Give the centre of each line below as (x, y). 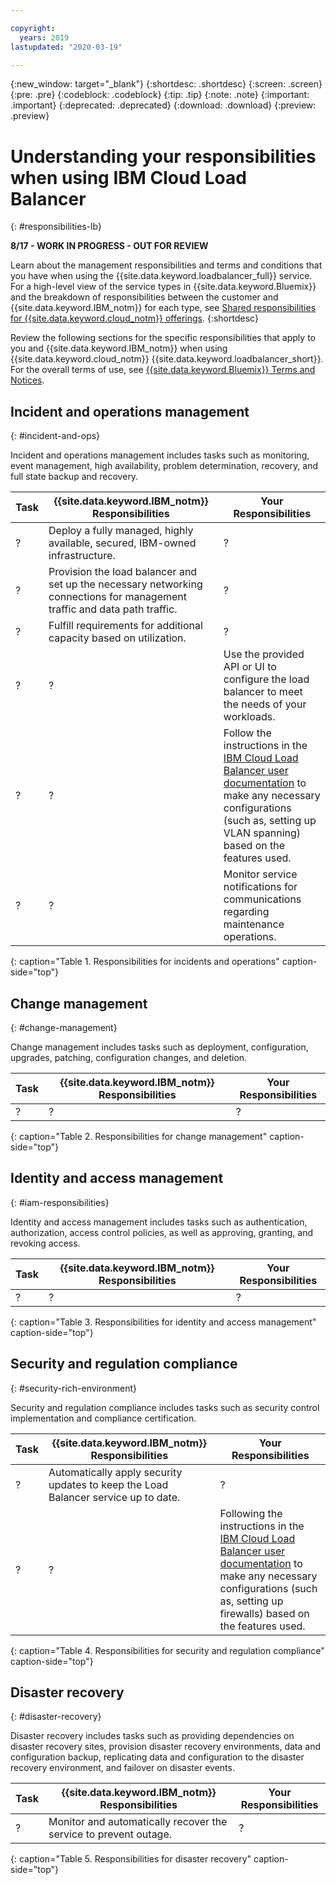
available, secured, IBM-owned (122, 543)
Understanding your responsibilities (163, 156)
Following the (251, 1513)
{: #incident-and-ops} (55, 436)
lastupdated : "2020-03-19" (66, 47)
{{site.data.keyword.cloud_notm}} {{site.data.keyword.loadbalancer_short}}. (167, 359)
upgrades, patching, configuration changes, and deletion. (129, 1057)
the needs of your (265, 704)
